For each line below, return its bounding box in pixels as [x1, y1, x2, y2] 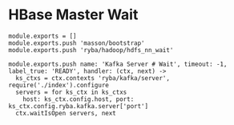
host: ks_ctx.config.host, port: [22, 95, 135, 103]
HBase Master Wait [8, 6, 139, 24]
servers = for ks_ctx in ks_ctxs [15, 88, 127, 96]
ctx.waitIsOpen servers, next [15, 109, 116, 117]
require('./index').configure [8, 81, 110, 89]
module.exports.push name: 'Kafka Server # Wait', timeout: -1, [8, 60, 228, 68]
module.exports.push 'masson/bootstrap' [8, 38, 146, 47]
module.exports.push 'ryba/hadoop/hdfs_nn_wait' [8, 46, 174, 54]
